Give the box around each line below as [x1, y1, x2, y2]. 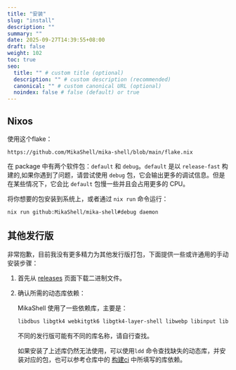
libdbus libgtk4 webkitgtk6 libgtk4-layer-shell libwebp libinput [17, 318, 216, 325]
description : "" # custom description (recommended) [13, 75, 171, 83]
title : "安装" [7, 10, 47, 18]
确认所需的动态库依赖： [17, 288, 86, 297]
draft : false [7, 43, 46, 50]
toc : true [7, 56, 37, 63]
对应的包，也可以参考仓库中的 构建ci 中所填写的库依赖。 [23, 355, 187, 364]
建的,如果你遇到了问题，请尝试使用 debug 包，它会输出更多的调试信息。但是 [7, 171, 225, 179]
